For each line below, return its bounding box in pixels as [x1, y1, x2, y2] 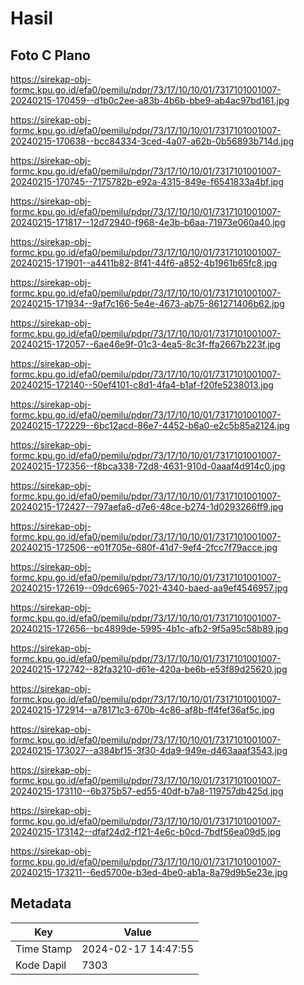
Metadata [10, 895, 72, 912]
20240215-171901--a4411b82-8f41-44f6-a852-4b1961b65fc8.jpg [10, 257, 278, 269]
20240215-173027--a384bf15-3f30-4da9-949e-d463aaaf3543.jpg [10, 745, 288, 756]
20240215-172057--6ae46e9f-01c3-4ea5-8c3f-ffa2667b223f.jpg [10, 338, 281, 350]
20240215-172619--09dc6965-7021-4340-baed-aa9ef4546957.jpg [10, 582, 288, 594]
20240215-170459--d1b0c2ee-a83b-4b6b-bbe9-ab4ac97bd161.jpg [10, 95, 290, 106]
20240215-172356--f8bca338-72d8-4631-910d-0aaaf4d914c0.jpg [10, 460, 286, 472]
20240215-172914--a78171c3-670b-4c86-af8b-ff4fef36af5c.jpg [10, 704, 275, 716]
